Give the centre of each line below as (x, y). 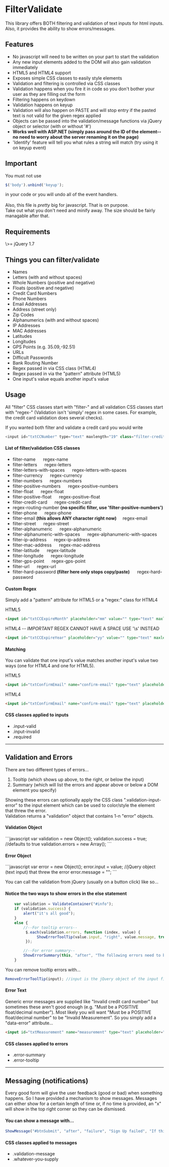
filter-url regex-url (34, 566)
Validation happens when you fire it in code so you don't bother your (83, 89)
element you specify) (34, 790)
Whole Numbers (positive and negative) (54, 283)
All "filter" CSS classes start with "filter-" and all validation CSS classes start (84, 407)
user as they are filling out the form (49, 94)
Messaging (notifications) (47, 1081)
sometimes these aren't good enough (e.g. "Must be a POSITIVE (72, 1007)
